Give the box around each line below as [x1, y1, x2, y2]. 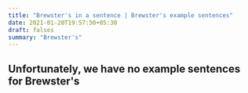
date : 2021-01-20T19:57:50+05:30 [8, 19, 118, 27]
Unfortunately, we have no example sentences [8, 62, 241, 75]
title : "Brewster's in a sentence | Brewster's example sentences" [8, 11, 234, 20]
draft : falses [8, 26, 55, 34]
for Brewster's [8, 74, 80, 88]
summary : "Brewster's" [8, 33, 82, 41]
